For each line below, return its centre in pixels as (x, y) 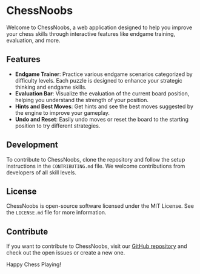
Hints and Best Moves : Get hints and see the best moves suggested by (104, 106)
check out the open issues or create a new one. (66, 253)
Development (32, 145)
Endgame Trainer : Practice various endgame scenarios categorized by (104, 74)
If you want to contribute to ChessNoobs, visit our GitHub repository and (97, 246)
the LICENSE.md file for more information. (56, 213)
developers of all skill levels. (42, 172)
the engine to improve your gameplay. (62, 112)
